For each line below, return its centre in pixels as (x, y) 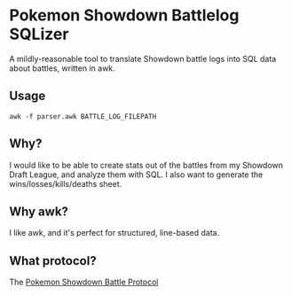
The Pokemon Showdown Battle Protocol (84, 282)
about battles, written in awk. (62, 68)
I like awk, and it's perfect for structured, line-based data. (114, 233)
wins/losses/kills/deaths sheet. (66, 183)
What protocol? (53, 261)
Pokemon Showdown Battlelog (124, 16)
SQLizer (39, 34)
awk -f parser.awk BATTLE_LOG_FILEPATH (83, 116)
